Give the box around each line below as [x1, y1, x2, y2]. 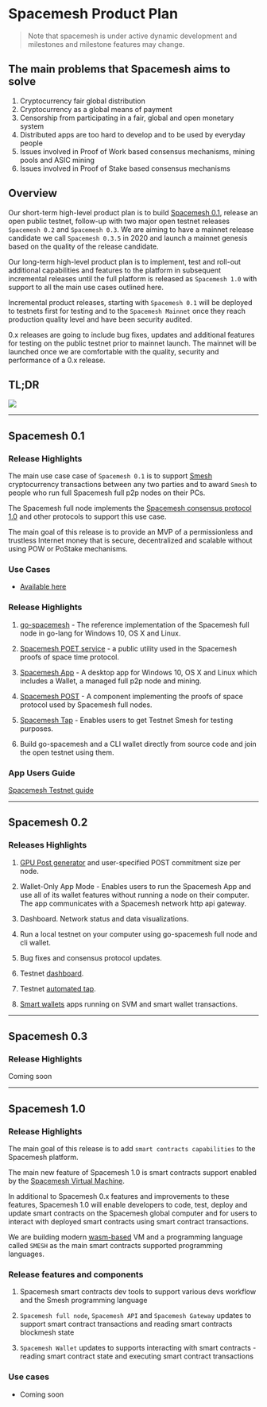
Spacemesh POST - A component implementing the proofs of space [19, 691, 244, 701]
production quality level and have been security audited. [8, 315, 192, 324]
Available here [19, 582, 67, 592]
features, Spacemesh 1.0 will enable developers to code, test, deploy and [8, 1200, 248, 1210]
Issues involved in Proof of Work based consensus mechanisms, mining [19, 146, 256, 156]
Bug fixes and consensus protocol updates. [19, 953, 163, 962]
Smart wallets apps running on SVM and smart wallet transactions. [19, 999, 238, 1009]
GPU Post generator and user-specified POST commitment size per [19, 857, 241, 867]
